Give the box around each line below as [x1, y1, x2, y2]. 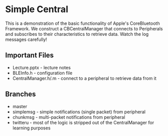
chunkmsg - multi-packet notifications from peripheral [12, 114, 126, 120]
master [12, 103, 28, 109]
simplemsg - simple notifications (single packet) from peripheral [12, 109, 146, 115]
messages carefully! [5, 36, 47, 42]
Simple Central [5, 4, 68, 15]
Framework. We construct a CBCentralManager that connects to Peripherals [5, 25, 163, 31]
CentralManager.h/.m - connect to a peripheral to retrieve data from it [12, 75, 157, 81]
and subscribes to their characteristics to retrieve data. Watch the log [5, 31, 149, 37]
